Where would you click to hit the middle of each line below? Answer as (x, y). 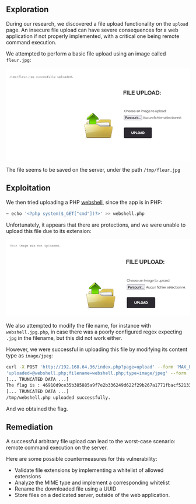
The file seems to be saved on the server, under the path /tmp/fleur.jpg (93, 169)
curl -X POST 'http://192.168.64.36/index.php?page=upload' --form (90, 367)
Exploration (27, 10)
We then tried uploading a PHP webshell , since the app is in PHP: (84, 202)
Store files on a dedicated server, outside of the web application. (92, 495)
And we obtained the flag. (37, 409)
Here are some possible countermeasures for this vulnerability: (82, 458)
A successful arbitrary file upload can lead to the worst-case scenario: (91, 441)
